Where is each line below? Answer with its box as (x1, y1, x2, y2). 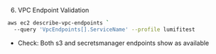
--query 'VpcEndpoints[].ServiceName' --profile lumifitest (13, 26, 195, 33)
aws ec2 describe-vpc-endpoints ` (7, 20, 110, 27)
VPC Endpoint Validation (17, 6, 90, 14)
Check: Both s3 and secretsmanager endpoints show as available (17, 39, 210, 47)
